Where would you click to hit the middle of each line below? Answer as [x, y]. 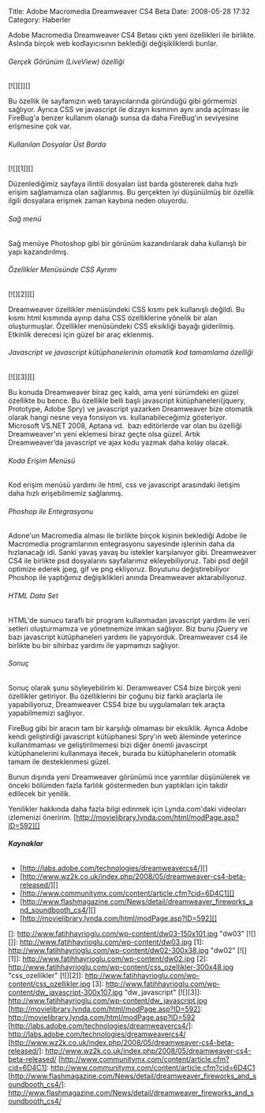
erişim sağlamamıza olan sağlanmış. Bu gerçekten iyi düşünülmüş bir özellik [131, 192]
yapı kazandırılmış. [39, 251]
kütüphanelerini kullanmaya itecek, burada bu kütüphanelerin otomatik [122, 753]
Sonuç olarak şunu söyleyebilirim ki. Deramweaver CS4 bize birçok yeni [125, 687]
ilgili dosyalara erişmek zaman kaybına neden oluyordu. [98, 201]
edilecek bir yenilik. [39, 793]
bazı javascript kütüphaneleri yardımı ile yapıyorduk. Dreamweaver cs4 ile [128, 637]
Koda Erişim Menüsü [42, 460]
